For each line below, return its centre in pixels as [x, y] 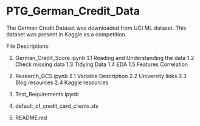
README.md [31, 118]
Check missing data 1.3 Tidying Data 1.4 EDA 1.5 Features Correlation [102, 64]
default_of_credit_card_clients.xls [57, 106]
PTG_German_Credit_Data [73, 11]
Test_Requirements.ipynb [47, 94]
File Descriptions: [28, 46]
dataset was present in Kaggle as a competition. [67, 34]
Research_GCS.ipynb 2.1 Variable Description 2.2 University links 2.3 [101, 76]
